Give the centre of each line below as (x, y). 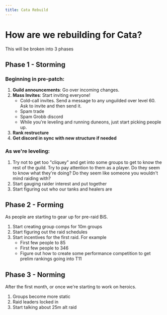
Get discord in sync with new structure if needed (64, 138)
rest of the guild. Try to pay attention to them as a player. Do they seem (86, 167)
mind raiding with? (32, 178)
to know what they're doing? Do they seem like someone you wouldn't (85, 173)
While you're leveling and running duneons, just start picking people (91, 122)
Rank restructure (31, 133)
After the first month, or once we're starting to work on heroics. (71, 287)
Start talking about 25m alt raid (45, 307)
